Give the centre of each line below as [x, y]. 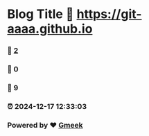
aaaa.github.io [50, 29]
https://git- [109, 14]
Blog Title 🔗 [41, 14]
